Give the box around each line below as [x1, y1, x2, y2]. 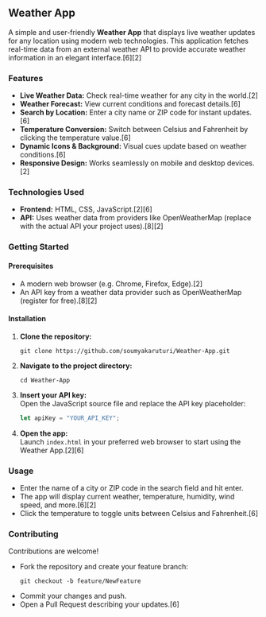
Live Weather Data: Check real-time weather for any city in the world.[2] [19, 91, 258, 100]
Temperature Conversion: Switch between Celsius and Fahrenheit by [19, 125, 249, 134]
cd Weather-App [19, 376, 71, 384]
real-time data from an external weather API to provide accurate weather [8, 44, 246, 54]
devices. [226, 158, 256, 168]
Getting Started [8, 242, 69, 253]
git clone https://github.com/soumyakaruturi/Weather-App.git [19, 347, 230, 355]
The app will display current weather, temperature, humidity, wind [19, 491, 235, 501]
